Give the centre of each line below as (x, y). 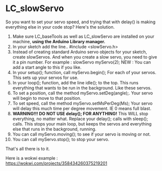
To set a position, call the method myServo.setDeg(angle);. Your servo (83, 93)
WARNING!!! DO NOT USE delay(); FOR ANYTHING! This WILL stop (80, 113)
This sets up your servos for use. (46, 78)
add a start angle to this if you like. (47, 67)
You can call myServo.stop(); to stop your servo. (61, 139)
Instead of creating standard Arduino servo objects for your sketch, (80, 52)
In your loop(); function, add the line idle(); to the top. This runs (75, 82)
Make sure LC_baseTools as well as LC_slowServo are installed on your (83, 36)
